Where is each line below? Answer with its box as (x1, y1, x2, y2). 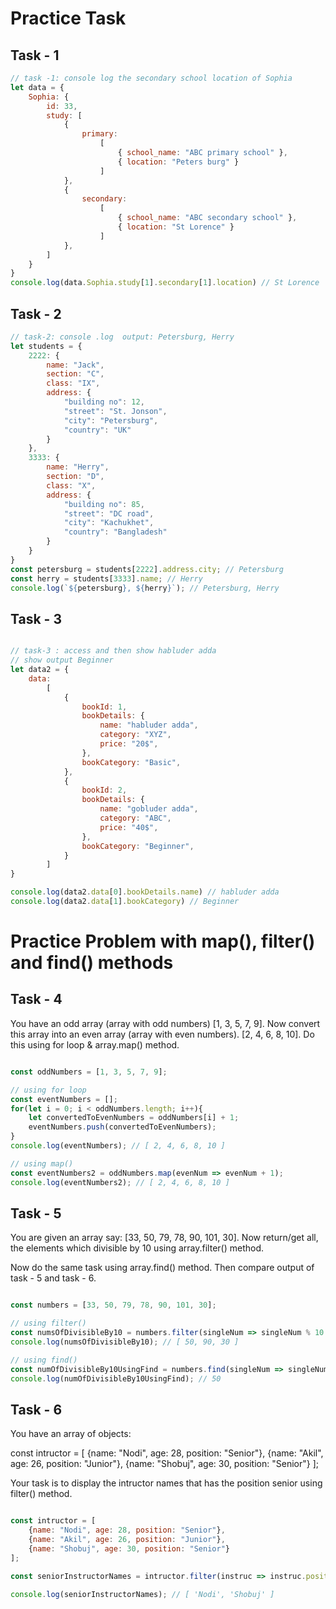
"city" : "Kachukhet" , (63, 518, 155, 528)
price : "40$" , (99, 822, 159, 832)
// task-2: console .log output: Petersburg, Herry (10, 332, 235, 342)
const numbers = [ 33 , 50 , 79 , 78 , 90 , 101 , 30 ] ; (10, 1300, 217, 1311)
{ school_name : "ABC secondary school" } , (117, 213, 298, 223)
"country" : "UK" (63, 425, 132, 435)
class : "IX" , (46, 378, 101, 389)
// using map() (10, 1158, 74, 1169)
